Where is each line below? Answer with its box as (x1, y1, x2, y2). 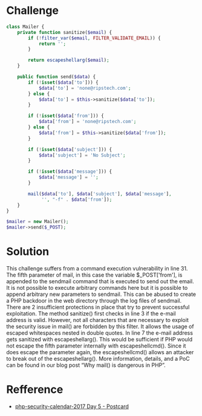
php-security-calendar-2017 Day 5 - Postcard (15, 403, 129, 410)
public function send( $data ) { (17, 74, 96, 80)
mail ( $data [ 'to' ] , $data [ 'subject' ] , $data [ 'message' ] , (28, 190, 172, 197)
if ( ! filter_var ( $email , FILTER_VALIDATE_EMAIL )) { (28, 35, 161, 41)
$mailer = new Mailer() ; (6, 219, 69, 225)
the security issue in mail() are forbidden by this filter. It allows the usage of (6, 323, 195, 330)
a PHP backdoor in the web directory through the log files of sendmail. (6, 297, 182, 304)
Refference (6, 383, 64, 397)
